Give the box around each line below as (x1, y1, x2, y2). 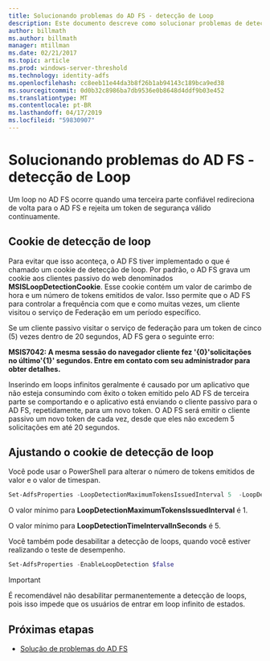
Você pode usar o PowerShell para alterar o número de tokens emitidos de (8, 467, 256, 476)
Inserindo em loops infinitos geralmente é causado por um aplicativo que (8, 379, 250, 390)
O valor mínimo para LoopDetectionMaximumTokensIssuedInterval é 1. (8, 505, 248, 515)
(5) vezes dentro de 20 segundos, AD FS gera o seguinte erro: (8, 331, 215, 341)
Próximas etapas (8, 622, 94, 636)
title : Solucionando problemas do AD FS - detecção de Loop (8, 11, 215, 20)
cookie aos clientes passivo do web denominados (8, 273, 174, 283)
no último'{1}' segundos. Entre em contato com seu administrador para (8, 355, 251, 365)
